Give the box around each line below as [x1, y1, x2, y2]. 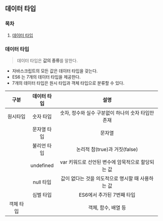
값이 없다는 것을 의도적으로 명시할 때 [60, 175, 139, 182]
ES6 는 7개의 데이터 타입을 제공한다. [12, 74, 81, 80]
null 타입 [33, 179, 52, 186]
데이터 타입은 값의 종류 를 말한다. [16, 57, 78, 63]
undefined [30, 162, 54, 169]
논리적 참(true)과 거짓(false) [76, 146, 138, 153]
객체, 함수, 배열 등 [88, 204, 126, 211]
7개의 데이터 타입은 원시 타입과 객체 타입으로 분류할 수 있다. [12, 80, 125, 86]
